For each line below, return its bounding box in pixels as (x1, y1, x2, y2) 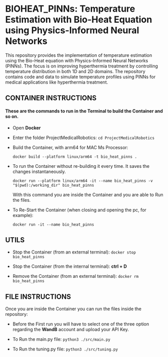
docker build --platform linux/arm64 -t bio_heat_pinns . (12, 154, 137, 159)
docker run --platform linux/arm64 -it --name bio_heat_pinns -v (12, 178, 153, 183)
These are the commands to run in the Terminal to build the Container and (5, 108, 163, 114)
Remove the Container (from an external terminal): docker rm (12, 273, 139, 279)
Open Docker (12, 125, 41, 131)
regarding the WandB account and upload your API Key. (12, 327, 129, 333)
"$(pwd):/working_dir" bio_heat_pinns (12, 183, 94, 188)
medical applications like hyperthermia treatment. (5, 79, 108, 85)
